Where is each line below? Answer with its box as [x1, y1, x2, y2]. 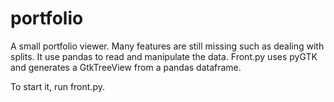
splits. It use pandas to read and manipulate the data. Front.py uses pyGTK [10, 50, 318, 62]
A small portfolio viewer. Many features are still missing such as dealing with [10, 40, 325, 52]
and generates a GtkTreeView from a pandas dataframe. [10, 61, 242, 73]
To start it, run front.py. [10, 80, 105, 92]
